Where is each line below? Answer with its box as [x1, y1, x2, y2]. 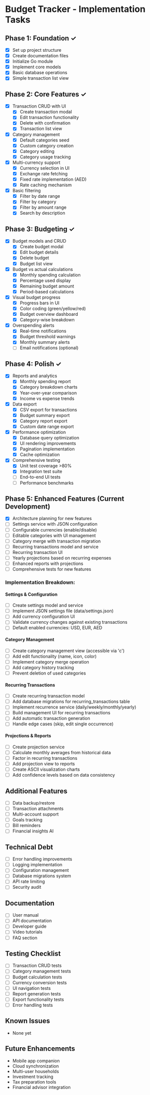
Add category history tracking [12, 664, 74, 671]
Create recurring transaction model [12, 693, 85, 699]
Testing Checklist [5, 950, 61, 958]
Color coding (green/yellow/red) [19, 305, 86, 311]
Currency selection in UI [19, 165, 70, 171]
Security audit [12, 884, 41, 890]
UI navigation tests [12, 985, 51, 991]
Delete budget [19, 255, 49, 261]
